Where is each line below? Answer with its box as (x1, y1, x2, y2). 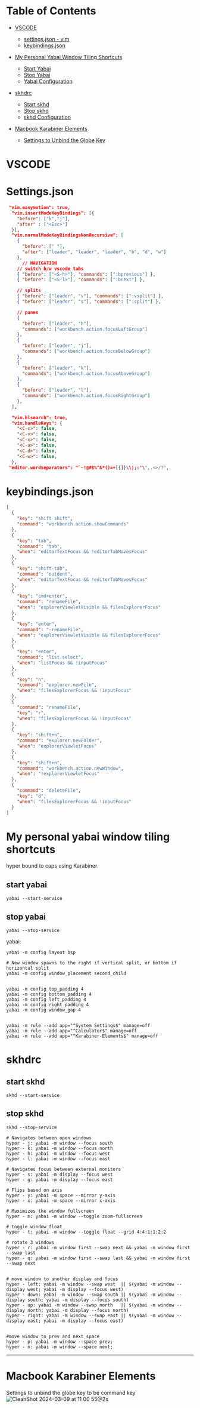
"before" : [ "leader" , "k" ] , (21, 365, 92, 371)
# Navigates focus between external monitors (6, 1166, 121, 1172)
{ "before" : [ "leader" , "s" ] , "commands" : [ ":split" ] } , (17, 299, 161, 305)
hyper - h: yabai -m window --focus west (6, 1151, 111, 1157)
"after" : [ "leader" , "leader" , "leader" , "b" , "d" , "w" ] (21, 249, 167, 255)
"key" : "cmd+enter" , (17, 593, 68, 600)
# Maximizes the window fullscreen (6, 1208, 95, 1214)
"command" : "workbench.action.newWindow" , (17, 766, 124, 771)
